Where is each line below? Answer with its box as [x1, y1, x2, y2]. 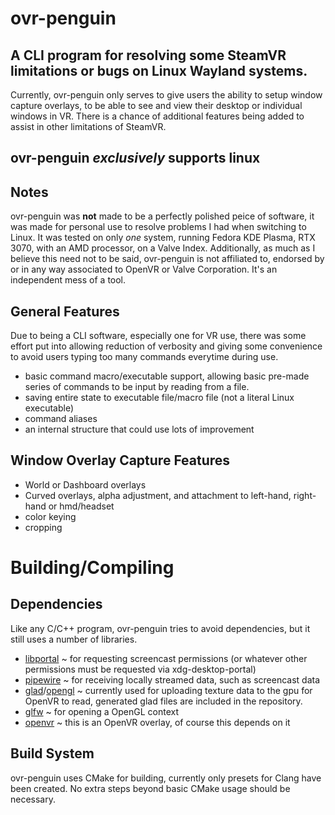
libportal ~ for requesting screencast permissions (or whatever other [24, 652, 308, 664]
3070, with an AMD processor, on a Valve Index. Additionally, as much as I [10, 242, 316, 254]
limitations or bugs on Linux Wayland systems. [10, 62, 308, 79]
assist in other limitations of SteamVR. [10, 121, 167, 132]
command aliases [24, 413, 98, 425]
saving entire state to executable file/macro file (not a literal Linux [24, 392, 295, 404]
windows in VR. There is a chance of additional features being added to [10, 110, 305, 122]
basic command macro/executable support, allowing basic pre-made [24, 370, 310, 382]
